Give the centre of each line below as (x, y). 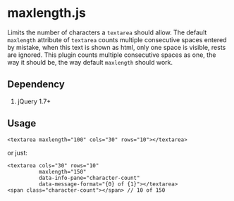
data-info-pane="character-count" (89, 178)
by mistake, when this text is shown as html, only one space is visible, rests (117, 47)
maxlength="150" (62, 171)
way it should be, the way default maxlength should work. (90, 62)
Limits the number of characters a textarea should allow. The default (107, 32)
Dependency (36, 85)
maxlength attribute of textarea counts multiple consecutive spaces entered (117, 39)
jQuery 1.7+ (34, 101)
